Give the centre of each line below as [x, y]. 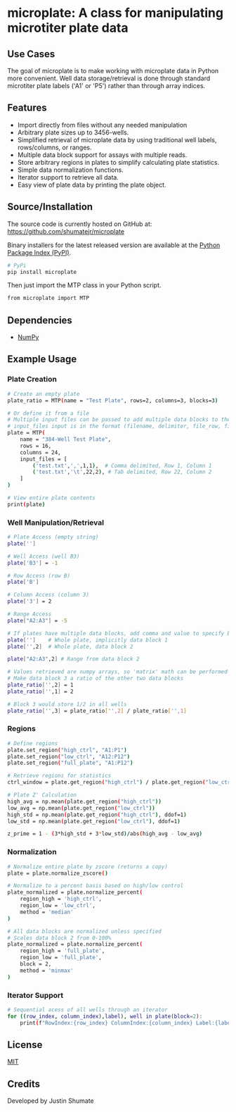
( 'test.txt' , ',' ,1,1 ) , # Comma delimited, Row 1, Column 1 [122, 466]
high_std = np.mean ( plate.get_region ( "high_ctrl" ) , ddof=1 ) [97, 815]
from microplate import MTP [48, 298]
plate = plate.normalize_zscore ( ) [58, 873]
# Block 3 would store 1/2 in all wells [67, 704]
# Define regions [33, 743]
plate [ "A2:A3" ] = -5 [38, 620]
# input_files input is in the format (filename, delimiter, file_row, [114, 426]
